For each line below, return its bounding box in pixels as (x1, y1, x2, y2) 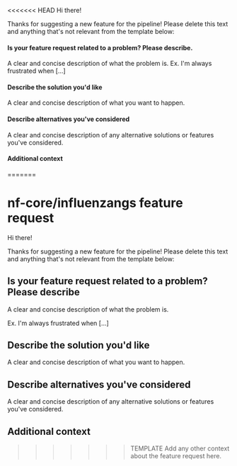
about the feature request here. (130, 452, 221, 460)
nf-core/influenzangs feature (7, 195, 183, 211)
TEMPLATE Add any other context (130, 444, 230, 453)
